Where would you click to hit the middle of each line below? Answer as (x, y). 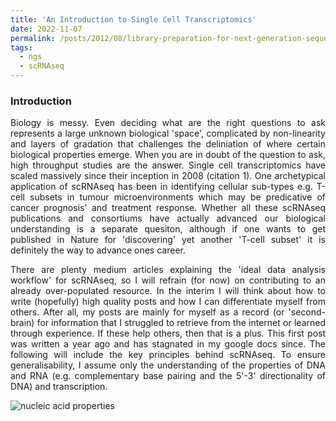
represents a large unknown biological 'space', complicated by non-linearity (168, 133)
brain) (22, 323)
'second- (307, 312)
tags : (21, 47)
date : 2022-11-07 (46, 29)
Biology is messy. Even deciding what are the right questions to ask (168, 123)
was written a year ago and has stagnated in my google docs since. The (168, 344)
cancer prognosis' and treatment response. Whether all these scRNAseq (168, 208)
